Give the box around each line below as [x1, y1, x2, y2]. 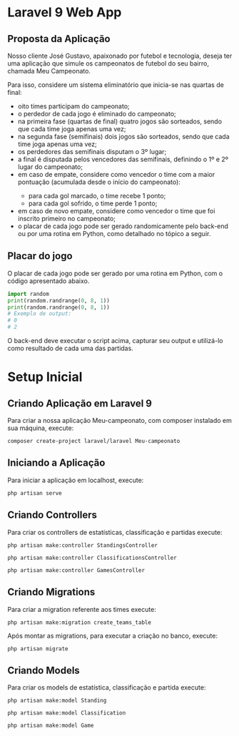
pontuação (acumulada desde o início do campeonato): [17, 178, 180, 186]
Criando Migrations [7, 586, 96, 598]
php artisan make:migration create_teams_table [7, 618, 152, 626]
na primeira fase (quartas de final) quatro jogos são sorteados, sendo [17, 117, 223, 126]
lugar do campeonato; [17, 163, 83, 171]
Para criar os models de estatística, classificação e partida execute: [7, 683, 206, 692]
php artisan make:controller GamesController [7, 566, 145, 574]
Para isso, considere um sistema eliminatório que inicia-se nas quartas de [7, 81, 225, 89]
